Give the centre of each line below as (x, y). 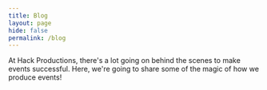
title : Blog (28, 16)
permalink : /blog (37, 38)
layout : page (30, 23)
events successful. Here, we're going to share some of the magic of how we (134, 69)
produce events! (35, 77)
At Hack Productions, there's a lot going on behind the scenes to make (125, 61)
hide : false (28, 30)
